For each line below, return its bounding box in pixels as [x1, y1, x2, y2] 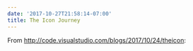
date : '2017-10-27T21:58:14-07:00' [7, 10, 112, 17]
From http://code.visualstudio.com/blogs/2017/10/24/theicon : [7, 36, 186, 44]
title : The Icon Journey [7, 17, 81, 24]
